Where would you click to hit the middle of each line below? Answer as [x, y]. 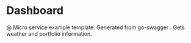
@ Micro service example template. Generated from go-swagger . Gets [95, 27]
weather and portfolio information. [49, 33]
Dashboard [35, 11]
